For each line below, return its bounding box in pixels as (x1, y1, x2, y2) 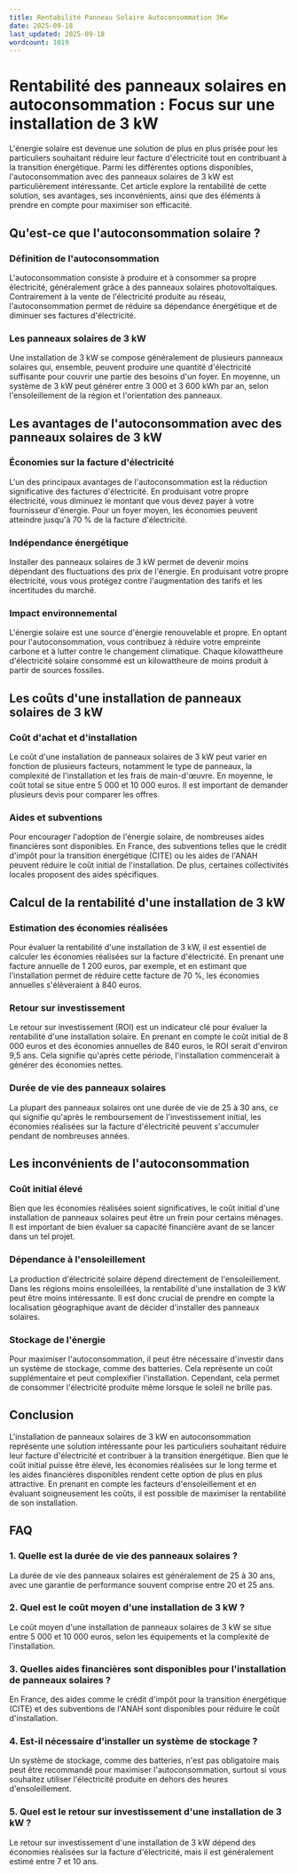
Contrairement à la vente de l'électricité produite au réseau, (9, 290, 226, 302)
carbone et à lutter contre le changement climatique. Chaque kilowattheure (9, 646, 284, 657)
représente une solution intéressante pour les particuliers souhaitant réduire (9, 1441, 286, 1451)
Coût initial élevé (9, 1183, 83, 1195)
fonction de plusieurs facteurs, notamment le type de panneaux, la (9, 761, 253, 772)
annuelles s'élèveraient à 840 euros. (9, 980, 142, 990)
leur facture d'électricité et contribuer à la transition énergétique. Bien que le (9, 1449, 289, 1461)
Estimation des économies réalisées (9, 921, 169, 933)
